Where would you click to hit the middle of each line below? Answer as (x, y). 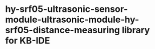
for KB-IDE (28, 41)
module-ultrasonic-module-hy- (72, 20)
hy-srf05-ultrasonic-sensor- (66, 9)
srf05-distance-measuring (63, 30)
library (136, 30)
